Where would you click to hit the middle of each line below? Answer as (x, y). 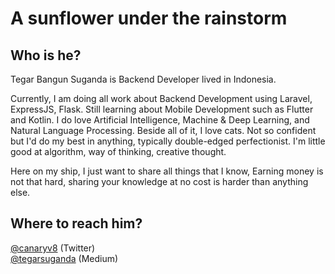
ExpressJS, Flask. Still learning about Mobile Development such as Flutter (162, 109)
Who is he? (46, 55)
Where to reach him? (76, 223)
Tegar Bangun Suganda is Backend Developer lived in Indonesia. (143, 79)
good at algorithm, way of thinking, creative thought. (118, 151)
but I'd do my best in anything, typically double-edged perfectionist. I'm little (168, 141)
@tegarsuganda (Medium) (64, 258)
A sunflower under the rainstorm (149, 18)
